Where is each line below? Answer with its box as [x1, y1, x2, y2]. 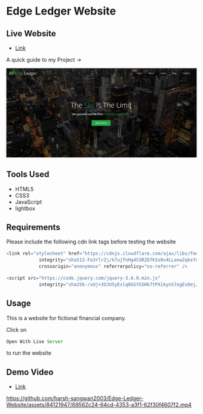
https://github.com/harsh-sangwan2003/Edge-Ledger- [6, 395, 144, 402]
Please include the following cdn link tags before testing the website [6, 238, 176, 246]
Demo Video [6, 367, 54, 377]
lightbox [14, 205, 36, 212]
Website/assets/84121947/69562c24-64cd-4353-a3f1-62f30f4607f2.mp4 [6, 401, 192, 409]
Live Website [6, 28, 56, 39]
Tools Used [6, 169, 50, 180]
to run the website [6, 349, 51, 356]
